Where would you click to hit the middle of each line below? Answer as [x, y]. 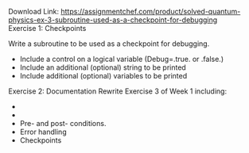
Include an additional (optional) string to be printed [103, 67]
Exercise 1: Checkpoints [47, 28]
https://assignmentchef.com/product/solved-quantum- [151, 11]
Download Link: [34, 11]
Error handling [43, 132]
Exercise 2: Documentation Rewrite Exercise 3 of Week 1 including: [118, 91]
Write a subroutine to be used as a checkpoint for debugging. [109, 44]
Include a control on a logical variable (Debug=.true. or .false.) [122, 59]
